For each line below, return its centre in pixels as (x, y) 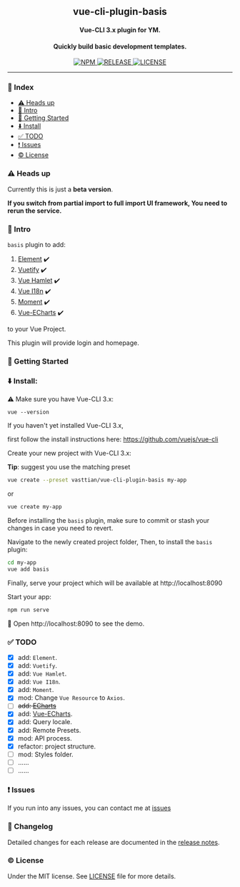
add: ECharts (37, 706)
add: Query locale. (45, 722)
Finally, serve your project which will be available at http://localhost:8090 (115, 583)
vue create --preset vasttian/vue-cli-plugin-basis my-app (97, 480)
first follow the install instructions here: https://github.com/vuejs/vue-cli (113, 439)
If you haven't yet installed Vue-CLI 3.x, (65, 426)
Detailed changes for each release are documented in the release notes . (114, 842)
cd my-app (22, 563)
